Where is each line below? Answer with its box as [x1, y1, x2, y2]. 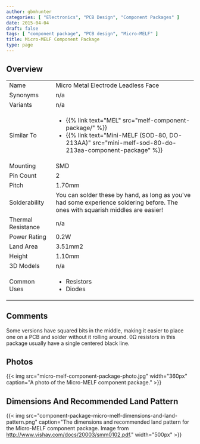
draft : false [6, 25, 39, 32]
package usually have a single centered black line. [6, 340, 130, 347]
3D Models [9, 261, 40, 270]
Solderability [9, 198, 45, 206]
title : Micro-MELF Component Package [6, 36, 100, 42]
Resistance [9, 223, 40, 231]
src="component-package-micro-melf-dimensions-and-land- [26, 412, 177, 420]
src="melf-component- [122, 116, 190, 124]
